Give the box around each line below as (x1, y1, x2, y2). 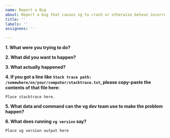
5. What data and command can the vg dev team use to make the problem (5, 103, 163, 109)
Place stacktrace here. (5, 95, 56, 100)
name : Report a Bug (5, 7, 47, 13)
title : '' (5, 17, 26, 22)
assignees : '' (5, 26, 35, 31)
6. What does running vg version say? (5, 118, 87, 124)
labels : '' (5, 21, 28, 27)
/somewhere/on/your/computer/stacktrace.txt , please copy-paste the (5, 79, 151, 85)
